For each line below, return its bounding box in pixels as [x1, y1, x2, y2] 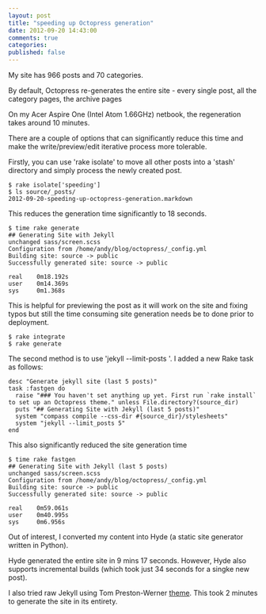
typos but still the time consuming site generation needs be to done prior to [8, 309, 254, 319]
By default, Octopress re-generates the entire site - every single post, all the [8, 86, 257, 95]
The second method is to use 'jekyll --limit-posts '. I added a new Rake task [8, 354, 254, 363]
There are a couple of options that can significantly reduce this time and [8, 133, 244, 143]
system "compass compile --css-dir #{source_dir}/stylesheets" [15, 412, 228, 420]
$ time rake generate [8, 224, 80, 232]
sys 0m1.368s [8, 287, 66, 295]
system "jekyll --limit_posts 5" [15, 419, 126, 427]
